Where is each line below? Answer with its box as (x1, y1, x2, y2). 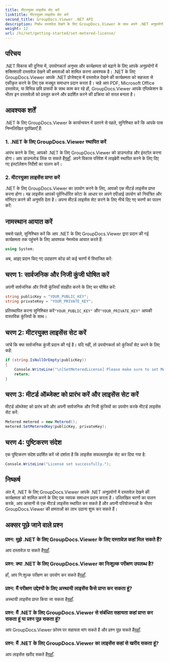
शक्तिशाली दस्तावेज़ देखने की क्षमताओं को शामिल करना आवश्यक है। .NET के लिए (5, 69, 136, 75)
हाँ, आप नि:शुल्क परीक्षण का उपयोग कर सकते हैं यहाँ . (5, 572, 87, 578)
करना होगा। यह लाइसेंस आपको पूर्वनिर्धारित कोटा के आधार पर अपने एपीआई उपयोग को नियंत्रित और (5, 191, 162, 197)
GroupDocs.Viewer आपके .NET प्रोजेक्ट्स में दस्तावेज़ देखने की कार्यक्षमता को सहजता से (5, 74, 153, 80)
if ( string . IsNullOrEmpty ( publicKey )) (5, 358, 87, 363)
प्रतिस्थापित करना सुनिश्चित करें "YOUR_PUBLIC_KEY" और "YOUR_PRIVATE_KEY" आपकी (5, 308, 152, 314)
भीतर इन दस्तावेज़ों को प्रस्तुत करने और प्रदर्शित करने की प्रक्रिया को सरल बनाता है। (5, 91, 136, 97)
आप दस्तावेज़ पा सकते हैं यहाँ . (5, 547, 51, 554)
